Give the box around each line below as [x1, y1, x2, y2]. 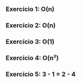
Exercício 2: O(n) [5, 21, 56, 29]
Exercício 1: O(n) [5, 5, 55, 13]
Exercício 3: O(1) [5, 37, 55, 45]
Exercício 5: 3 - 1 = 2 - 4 [5, 70, 76, 78]
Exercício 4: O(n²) [5, 53, 59, 62]
